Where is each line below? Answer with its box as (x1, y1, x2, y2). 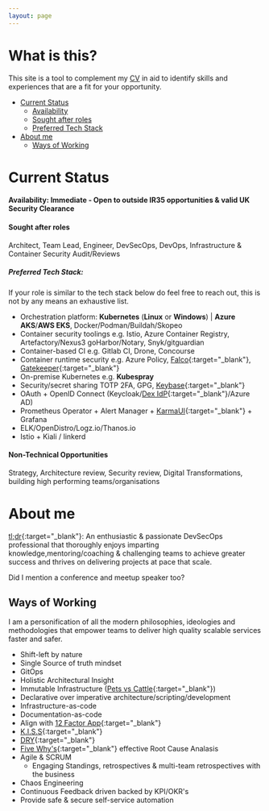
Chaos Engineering (19, 778, 84, 788)
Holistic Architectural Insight (19, 676, 114, 685)
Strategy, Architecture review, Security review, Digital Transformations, (8, 468, 243, 478)
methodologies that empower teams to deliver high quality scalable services (8, 626, 262, 635)
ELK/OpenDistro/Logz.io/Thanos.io (19, 423, 136, 432)
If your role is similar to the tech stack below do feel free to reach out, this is (8, 288, 261, 297)
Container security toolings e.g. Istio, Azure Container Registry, (19, 329, 230, 338)
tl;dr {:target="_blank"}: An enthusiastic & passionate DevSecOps (8, 531, 223, 540)
